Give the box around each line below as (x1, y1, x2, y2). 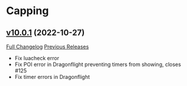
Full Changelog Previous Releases (6, 43, 89, 50)
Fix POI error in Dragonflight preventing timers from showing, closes (14, 61, 182, 68)
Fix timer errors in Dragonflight (14, 74, 90, 80)
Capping (6, 4, 49, 18)
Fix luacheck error (14, 55, 59, 61)
